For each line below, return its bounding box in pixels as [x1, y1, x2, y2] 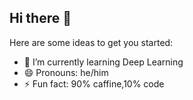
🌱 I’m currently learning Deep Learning [23, 56, 184, 68]
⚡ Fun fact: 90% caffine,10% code [23, 77, 165, 90]
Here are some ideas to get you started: [9, 36, 174, 48]
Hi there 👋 [9, 10, 72, 27]
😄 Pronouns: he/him [23, 66, 109, 78]
